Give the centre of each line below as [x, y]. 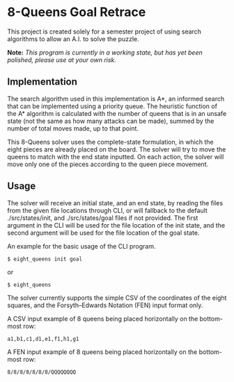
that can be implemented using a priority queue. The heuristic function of [112, 106]
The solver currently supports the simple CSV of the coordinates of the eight [117, 297]
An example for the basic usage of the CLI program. [81, 246]
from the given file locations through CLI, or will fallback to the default [107, 210]
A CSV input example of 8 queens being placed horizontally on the [103, 318]
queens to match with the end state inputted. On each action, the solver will [116, 156]
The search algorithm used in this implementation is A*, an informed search [116, 98]
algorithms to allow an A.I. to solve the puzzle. [73, 38]
